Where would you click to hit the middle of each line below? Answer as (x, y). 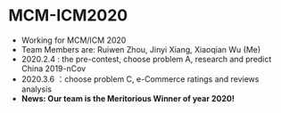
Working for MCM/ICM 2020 (74, 40)
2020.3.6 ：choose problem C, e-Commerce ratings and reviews (140, 79)
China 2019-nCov (54, 69)
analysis (37, 89)
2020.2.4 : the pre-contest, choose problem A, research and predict (146, 59)
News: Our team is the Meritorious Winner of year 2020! (128, 98)
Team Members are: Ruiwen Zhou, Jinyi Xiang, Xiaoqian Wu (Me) (141, 49)
